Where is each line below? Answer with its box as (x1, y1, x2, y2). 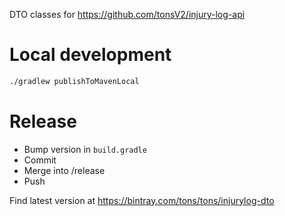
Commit (23, 154, 57, 166)
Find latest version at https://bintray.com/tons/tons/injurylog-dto (9, 194, 275, 206)
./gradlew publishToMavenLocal (9, 76, 140, 86)
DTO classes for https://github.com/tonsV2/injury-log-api (9, 9, 246, 20)
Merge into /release (23, 164, 106, 176)
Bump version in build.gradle (23, 143, 147, 155)
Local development (9, 44, 172, 66)
